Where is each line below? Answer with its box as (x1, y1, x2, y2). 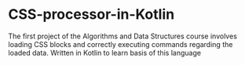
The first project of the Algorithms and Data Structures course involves (8, 31, 238, 41)
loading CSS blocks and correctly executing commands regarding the (8, 39, 233, 49)
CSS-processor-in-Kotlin (8, 5, 175, 23)
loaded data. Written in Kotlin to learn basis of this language (8, 48, 202, 57)
